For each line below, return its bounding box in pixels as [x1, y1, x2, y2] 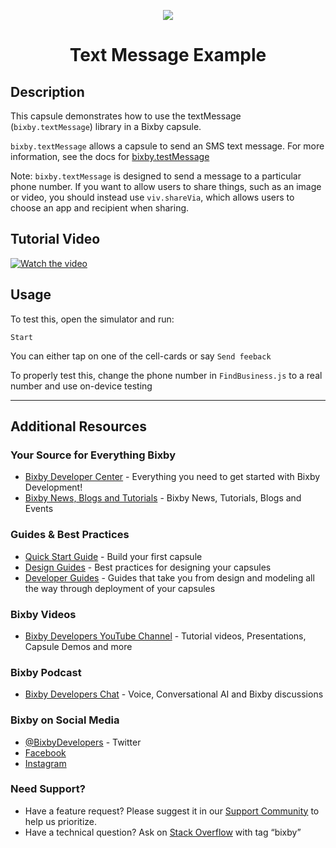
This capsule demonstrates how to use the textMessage [10, 110, 242, 122]
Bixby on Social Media [10, 713, 120, 727]
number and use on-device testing [10, 380, 153, 392]
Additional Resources [10, 418, 147, 435]
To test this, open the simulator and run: [10, 313, 175, 325]
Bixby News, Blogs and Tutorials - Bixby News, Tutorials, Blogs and [24, 492, 302, 504]
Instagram [24, 757, 67, 769]
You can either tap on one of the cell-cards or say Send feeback [10, 350, 272, 362]
